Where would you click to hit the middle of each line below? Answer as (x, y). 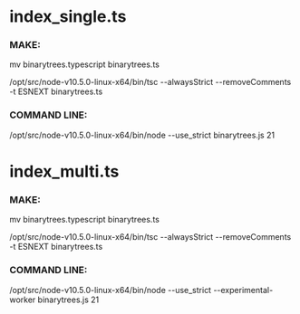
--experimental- (243, 290)
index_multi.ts (64, 171)
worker (23, 300)
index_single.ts (68, 17)
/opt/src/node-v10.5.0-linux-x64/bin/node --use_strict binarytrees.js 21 (142, 135)
